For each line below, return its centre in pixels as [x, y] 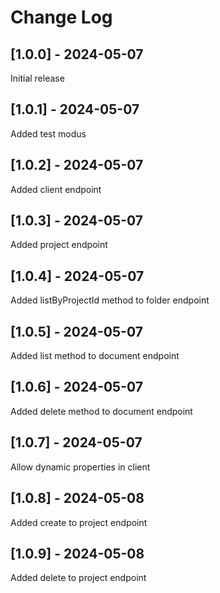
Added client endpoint [56, 189]
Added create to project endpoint [79, 522]
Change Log [61, 17]
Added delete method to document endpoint [101, 411]
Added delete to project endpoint [78, 578]
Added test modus [48, 133]
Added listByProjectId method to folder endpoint [110, 300]
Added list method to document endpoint [95, 356]
